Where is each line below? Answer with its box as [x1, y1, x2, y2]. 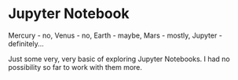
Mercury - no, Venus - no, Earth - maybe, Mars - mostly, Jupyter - [8, 31, 222, 40]
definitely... [8, 38, 45, 48]
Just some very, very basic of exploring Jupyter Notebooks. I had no [8, 54, 230, 64]
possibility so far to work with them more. [8, 62, 143, 71]
